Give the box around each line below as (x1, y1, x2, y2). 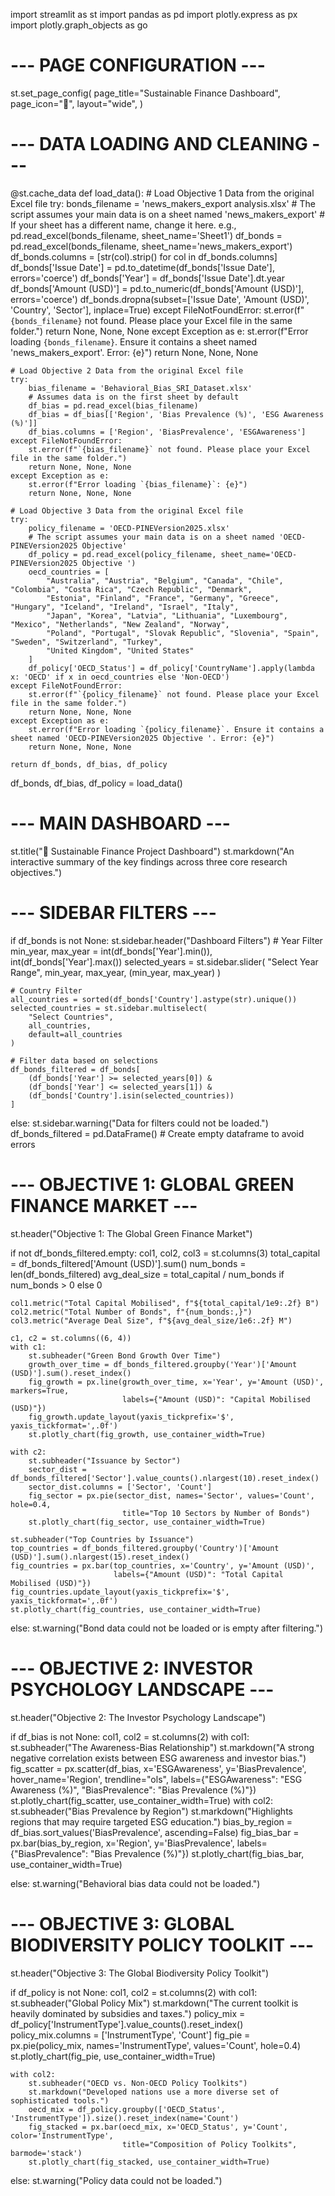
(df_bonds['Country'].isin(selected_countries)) (28, 1090, 235, 1101)
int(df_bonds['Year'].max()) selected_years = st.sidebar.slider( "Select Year (10, 955, 319, 968)
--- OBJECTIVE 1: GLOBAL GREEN (10, 1173, 295, 1196)
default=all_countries (28, 1029, 123, 1039)
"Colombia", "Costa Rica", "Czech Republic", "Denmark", (10, 584, 253, 594)
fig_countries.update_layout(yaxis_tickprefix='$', (10, 1587, 230, 1597)
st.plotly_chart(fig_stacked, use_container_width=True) (28, 2157, 271, 2167)
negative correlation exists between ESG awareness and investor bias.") (10, 1752, 307, 1764)
